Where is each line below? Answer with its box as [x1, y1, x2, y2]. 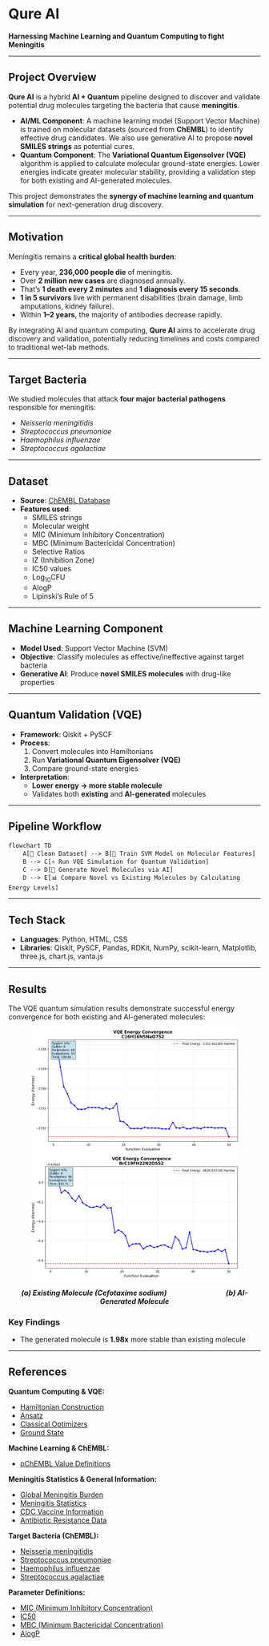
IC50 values [31, 564, 72, 574]
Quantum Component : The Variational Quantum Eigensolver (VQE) [19, 150, 247, 159]
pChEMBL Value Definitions [19, 1458, 111, 1468]
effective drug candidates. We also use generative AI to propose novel [19, 133, 254, 143]
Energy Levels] [8, 884, 59, 892]
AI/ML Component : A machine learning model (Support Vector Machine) [19, 115, 260, 125]
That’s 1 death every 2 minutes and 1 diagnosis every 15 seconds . [19, 284, 241, 293]
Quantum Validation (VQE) [8, 708, 143, 722]
